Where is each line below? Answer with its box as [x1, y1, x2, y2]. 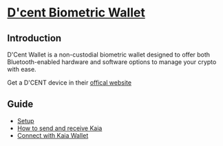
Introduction [7, 32, 62, 44]
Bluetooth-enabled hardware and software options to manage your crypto [7, 58, 217, 66]
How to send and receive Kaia [17, 124, 103, 132]
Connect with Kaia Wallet [17, 131, 89, 139]
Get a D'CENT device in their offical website [7, 79, 132, 87]
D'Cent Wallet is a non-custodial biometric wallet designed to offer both [7, 50, 211, 59]
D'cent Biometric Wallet [7, 5, 146, 21]
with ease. [7, 65, 36, 73]
